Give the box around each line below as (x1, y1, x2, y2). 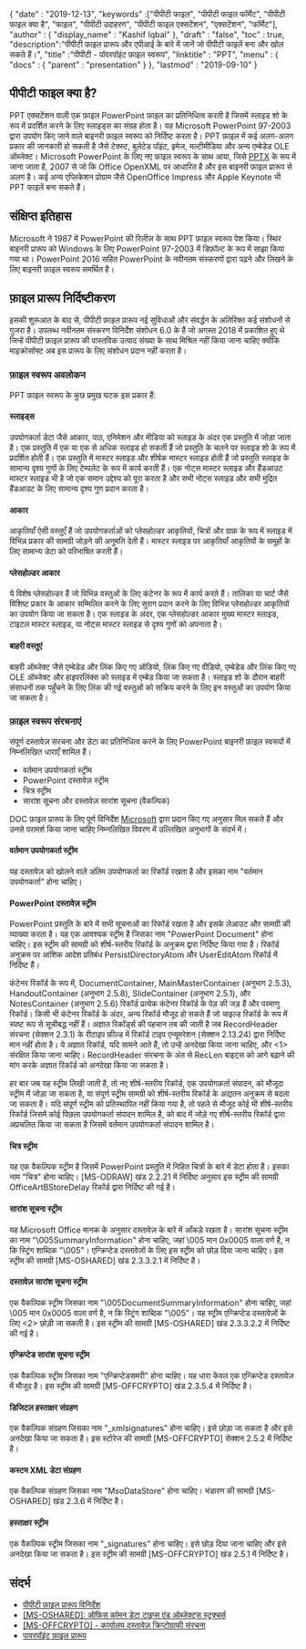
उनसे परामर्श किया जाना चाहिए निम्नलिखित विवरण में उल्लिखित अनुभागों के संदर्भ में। (9, 823, 248, 834)
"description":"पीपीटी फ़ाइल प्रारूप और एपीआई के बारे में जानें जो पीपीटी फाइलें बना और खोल (9, 39, 284, 49)
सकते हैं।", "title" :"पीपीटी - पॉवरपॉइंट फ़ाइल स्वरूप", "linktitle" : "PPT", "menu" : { (9, 49, 280, 59)
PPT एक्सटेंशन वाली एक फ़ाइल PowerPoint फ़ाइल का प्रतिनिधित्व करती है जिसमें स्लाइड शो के (9, 109, 289, 120)
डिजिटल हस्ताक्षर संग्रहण (9, 1402, 78, 1413)
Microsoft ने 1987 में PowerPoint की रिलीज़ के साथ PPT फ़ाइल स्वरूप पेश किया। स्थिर (9, 232, 282, 243)
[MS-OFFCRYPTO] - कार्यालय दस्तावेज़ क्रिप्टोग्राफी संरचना (22, 1620, 207, 1631)
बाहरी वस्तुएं (9, 640, 43, 651)
